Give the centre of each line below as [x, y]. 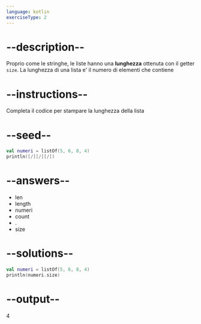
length [23, 204]
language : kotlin [28, 12]
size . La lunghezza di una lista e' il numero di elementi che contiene [90, 70]
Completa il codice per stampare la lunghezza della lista [75, 111]
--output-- [33, 299]
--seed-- [29, 135]
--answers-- [38, 181]
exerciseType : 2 [26, 17]
